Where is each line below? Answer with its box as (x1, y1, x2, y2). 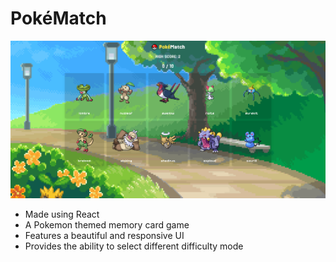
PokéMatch (10, 7, 107, 30)
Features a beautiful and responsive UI (24, 230, 185, 242)
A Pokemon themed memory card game (24, 219, 190, 231)
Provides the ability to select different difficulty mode (24, 240, 244, 252)
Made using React (24, 208, 100, 221)
